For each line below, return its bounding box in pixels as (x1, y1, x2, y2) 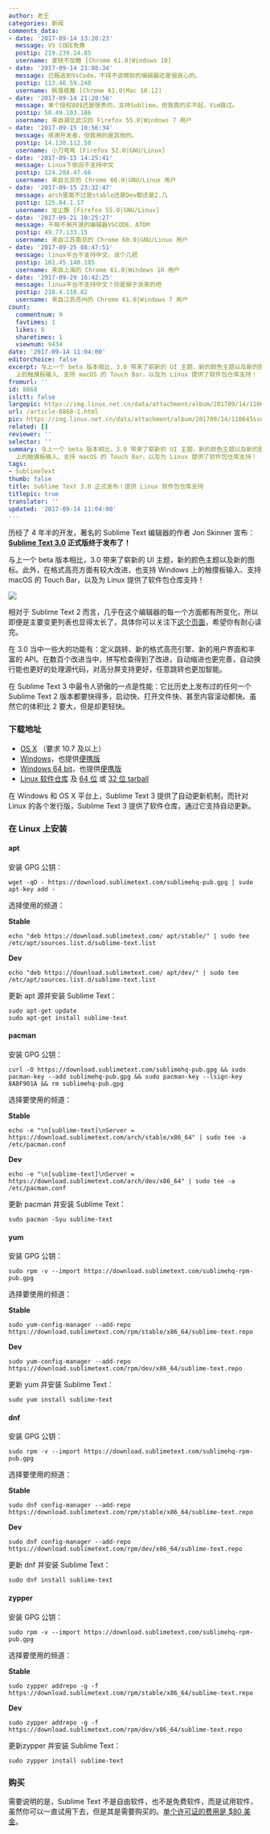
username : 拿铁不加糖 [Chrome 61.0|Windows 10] (15, 57, 172, 65)
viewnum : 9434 (15, 341, 63, 349)
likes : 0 (15, 325, 45, 334)
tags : (8, 460, 27, 469)
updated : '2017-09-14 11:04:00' (8, 505, 117, 513)
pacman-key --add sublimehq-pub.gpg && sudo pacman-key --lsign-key (8, 1073, 243, 1081)
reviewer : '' (8, 430, 52, 438)
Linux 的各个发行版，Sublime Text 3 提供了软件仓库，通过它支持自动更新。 (8, 800, 256, 810)
